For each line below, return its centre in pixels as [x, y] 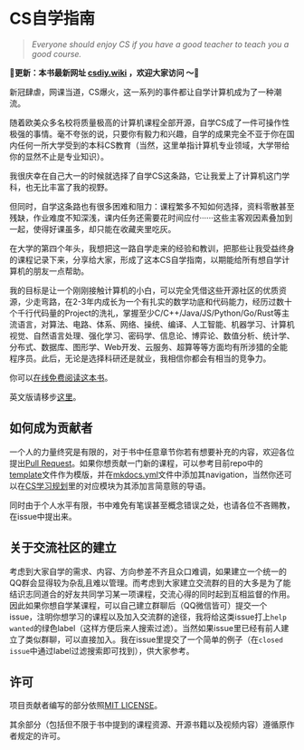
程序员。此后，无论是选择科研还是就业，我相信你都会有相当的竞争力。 [140, 358]
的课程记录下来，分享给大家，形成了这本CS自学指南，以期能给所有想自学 [146, 259]
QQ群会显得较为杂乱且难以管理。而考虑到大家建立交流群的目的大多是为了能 [150, 582]
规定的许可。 [41, 736]
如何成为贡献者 [51, 429]
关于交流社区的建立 [63, 548]
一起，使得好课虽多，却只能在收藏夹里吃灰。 [93, 229]
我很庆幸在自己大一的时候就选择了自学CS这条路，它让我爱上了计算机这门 [146, 175]
